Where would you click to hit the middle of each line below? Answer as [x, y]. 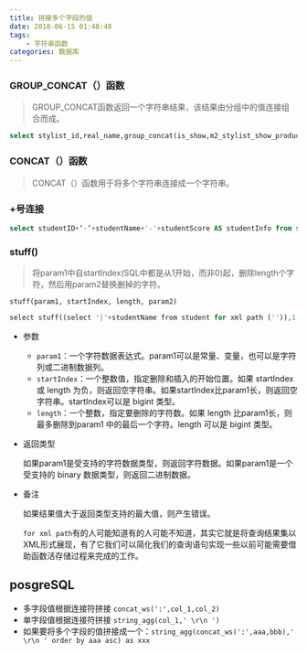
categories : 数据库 [44, 52]
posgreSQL [42, 585]
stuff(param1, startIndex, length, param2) [94, 302]
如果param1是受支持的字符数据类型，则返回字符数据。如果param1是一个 [158, 463]
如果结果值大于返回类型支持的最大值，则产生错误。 [119, 513]
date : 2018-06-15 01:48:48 [61, 27]
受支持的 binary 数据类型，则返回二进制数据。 [109, 474]
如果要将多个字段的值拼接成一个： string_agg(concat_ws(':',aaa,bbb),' [159, 631]
